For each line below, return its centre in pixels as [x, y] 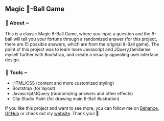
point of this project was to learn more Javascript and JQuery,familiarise [78, 49]
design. [13, 60]
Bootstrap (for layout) [34, 88]
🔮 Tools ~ [16, 73]
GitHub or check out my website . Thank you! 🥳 [52, 113]
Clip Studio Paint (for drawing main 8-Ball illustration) [66, 98]
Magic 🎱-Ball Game [35, 9]
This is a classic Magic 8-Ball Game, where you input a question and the [78, 34]
